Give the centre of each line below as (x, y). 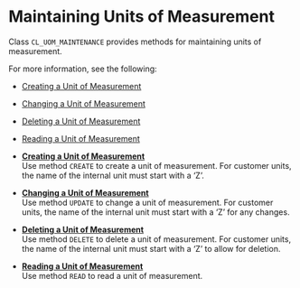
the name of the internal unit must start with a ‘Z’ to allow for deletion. (151, 248)
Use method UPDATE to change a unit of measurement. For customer (147, 202)
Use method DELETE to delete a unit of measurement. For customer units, (156, 239)
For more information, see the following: (83, 69)
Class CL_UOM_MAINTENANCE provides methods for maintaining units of (135, 42)
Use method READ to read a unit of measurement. (112, 275)
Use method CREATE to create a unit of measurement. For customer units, (156, 165)
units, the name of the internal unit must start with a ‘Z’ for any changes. (155, 212)
